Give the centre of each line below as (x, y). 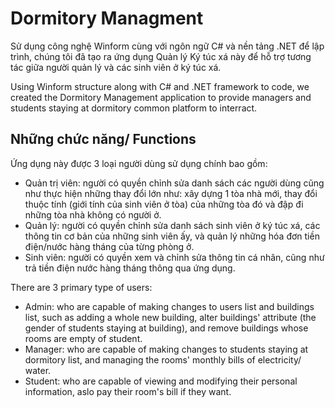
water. (38, 370)
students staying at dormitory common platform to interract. (134, 108)
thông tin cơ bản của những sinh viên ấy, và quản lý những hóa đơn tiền (172, 236)
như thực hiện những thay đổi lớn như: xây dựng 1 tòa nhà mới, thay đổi (171, 193)
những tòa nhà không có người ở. (93, 214)
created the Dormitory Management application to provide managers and (161, 97)
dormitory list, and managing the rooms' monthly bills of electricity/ (163, 359)
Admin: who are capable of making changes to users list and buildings (169, 306)
